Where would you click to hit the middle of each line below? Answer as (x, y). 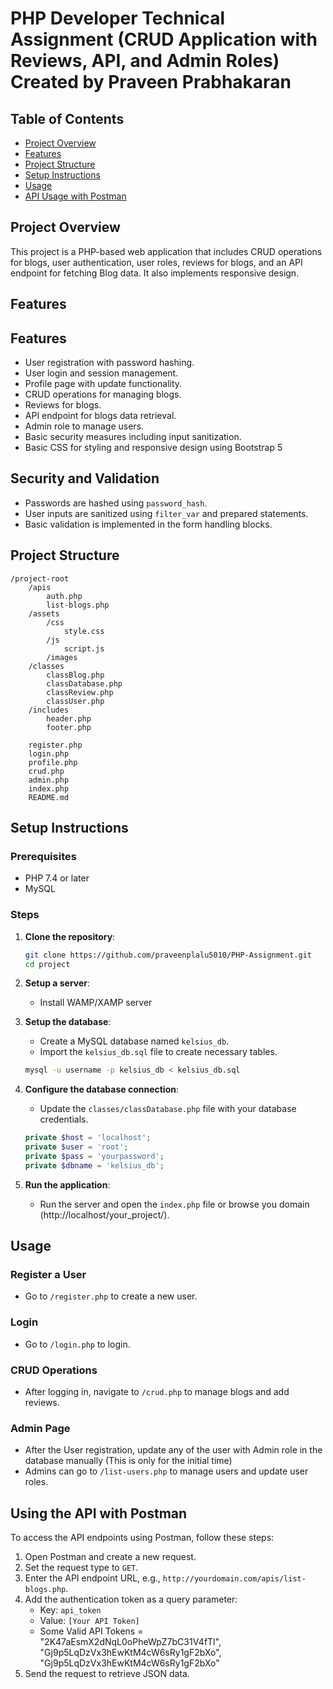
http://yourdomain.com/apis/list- (234, 1579)
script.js (84, 648)
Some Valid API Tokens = (91, 1631)
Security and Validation (85, 478)
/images (62, 657)
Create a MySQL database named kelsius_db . (134, 1041)
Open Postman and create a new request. (110, 1557)
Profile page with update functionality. (103, 384)
